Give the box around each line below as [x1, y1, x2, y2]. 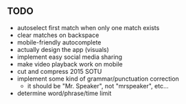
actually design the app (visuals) [16, 45, 110, 53]
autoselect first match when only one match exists [16, 23, 160, 31]
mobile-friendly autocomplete [16, 38, 102, 47]
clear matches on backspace [16, 31, 100, 39]
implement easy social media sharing [16, 53, 122, 61]
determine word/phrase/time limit [16, 89, 112, 97]
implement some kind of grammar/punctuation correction [16, 75, 180, 83]
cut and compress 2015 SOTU [16, 67, 102, 75]
